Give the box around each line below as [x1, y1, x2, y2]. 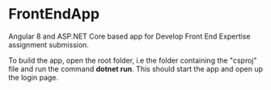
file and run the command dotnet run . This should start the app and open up [8, 63, 264, 73]
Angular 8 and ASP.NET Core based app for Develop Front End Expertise [8, 31, 251, 41]
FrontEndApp [8, 5, 100, 23]
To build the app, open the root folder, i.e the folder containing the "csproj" [8, 55, 257, 65]
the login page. [8, 72, 59, 82]
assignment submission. [8, 39, 89, 49]
